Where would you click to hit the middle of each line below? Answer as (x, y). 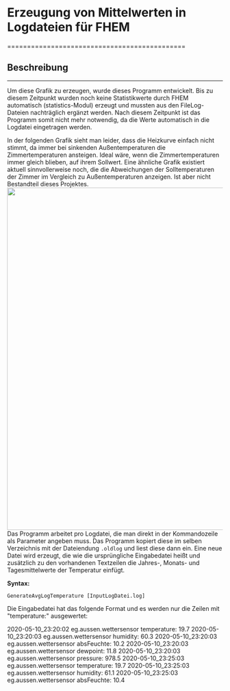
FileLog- (192, 105)
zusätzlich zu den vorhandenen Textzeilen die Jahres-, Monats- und (103, 562)
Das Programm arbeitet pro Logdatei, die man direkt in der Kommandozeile (113, 533)
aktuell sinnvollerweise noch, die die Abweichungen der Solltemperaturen (111, 169)
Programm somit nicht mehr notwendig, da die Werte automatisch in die (108, 120)
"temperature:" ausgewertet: (47, 616)
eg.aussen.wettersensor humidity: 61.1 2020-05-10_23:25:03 (93, 673)
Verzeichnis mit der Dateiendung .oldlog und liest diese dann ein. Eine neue (115, 548)
